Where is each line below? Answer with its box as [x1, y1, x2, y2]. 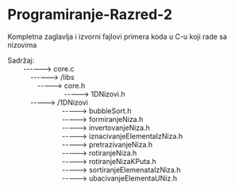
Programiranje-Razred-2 [7, 6, 172, 24]
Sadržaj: [7, 55, 35, 65]
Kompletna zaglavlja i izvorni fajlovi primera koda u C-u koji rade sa [7, 32, 228, 41]
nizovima [7, 40, 37, 49]
